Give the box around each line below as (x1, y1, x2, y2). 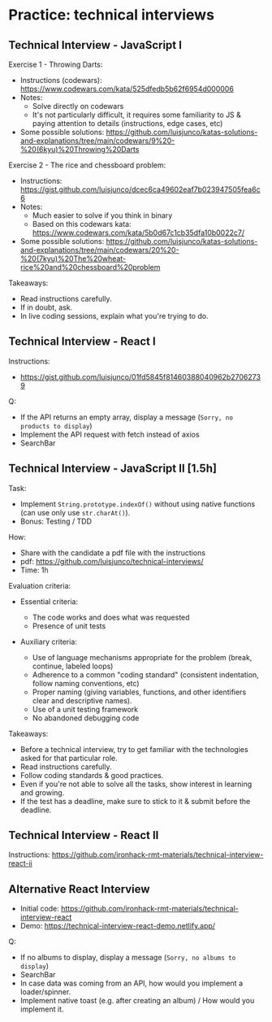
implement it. (19, 1004, 64, 1014)
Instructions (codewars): (19, 76, 103, 85)
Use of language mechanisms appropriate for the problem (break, (32, 652, 253, 662)
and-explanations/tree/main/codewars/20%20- (19, 246, 180, 254)
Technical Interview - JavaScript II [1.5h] (8, 462, 218, 476)
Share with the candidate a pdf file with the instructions (19, 547, 205, 558)
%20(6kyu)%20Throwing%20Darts (19, 145, 140, 154)
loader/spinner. (19, 987, 71, 997)
